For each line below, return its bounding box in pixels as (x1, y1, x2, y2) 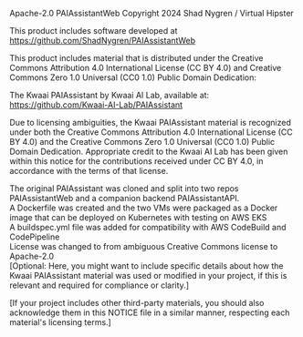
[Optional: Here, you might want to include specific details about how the (9, 260, 284, 271)
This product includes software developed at (9, 26, 178, 36)
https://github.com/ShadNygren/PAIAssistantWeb (9, 36, 196, 46)
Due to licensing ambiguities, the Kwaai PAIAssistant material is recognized (9, 117, 292, 128)
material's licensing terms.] (9, 317, 111, 327)
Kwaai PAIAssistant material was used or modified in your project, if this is (9, 271, 287, 281)
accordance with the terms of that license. (9, 166, 169, 176)
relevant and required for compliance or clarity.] (9, 280, 190, 291)
